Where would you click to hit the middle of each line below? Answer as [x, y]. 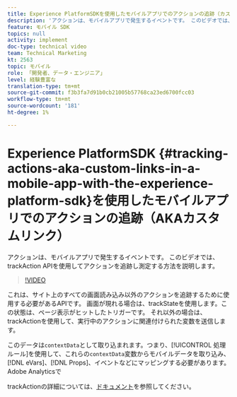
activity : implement [38, 40]
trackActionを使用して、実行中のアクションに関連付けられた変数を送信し [114, 321]
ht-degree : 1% [28, 112]
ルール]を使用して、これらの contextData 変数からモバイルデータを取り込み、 [118, 353]
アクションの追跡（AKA [114, 218]
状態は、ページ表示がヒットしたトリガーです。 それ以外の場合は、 [110, 312]
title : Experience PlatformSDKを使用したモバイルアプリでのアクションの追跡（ [114, 14]
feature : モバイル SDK [39, 27]
